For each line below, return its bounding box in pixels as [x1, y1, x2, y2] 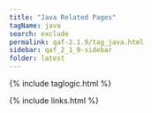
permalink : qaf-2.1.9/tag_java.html [9, 37, 144, 47]
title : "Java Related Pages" [9, 12, 117, 22]
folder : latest [9, 54, 65, 63]
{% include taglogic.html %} [9, 79, 112, 88]
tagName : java [9, 21, 62, 30]
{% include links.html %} [9, 95, 99, 106]
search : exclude [9, 29, 69, 38]
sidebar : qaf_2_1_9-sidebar [9, 46, 113, 55]
